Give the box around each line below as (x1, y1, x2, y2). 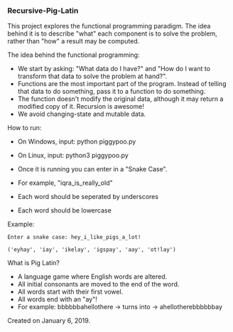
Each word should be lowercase (17, 206, 112, 215)
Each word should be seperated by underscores (17, 193, 158, 201)
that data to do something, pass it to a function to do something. (17, 87, 206, 96)
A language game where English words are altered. (17, 272, 168, 281)
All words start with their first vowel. (17, 287, 124, 296)
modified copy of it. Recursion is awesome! (17, 102, 144, 111)
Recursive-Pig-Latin (7, 6, 79, 16)
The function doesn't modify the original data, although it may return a (17, 95, 224, 103)
